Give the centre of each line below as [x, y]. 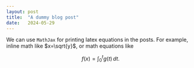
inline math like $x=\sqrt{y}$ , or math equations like [70, 46]
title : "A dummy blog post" [43, 17]
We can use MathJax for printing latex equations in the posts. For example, [97, 40]
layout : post [22, 12]
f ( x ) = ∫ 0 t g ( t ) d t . [101, 59]
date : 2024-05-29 [31, 23]
